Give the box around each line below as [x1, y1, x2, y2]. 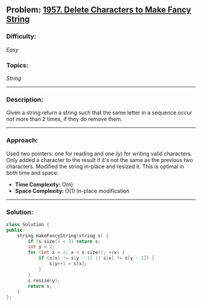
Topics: [6, 61, 29, 69]
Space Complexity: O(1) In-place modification [14, 187, 130, 195]
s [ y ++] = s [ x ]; [49, 261, 87, 267]
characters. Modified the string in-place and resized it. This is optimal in [6, 163, 185, 170]
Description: [6, 95, 43, 104]
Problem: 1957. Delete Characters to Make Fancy [6, 5, 191, 15]
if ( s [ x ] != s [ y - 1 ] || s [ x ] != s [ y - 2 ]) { [38, 255, 155, 261]
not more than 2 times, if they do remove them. [6, 116, 123, 123]
